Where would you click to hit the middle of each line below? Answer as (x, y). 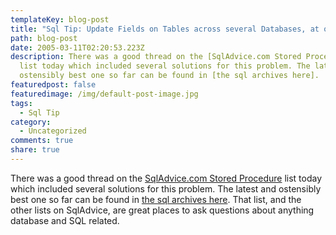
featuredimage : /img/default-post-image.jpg (104, 94)
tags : (21, 103)
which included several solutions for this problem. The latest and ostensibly (166, 188)
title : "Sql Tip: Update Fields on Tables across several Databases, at (165, 29)
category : (31, 122)
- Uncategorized (53, 131)
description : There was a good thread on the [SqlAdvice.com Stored (156, 57)
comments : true (42, 141)
